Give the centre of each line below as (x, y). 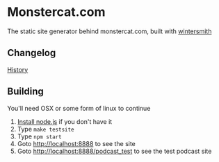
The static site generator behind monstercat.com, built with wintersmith (109, 31)
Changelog (32, 53)
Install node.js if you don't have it (65, 121)
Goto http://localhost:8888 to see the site (76, 143)
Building (25, 92)
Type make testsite (46, 129)
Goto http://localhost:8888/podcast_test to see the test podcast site (114, 151)
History (18, 69)
